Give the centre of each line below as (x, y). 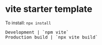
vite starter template (49, 9)
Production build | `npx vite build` (52, 37)
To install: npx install (28, 23)
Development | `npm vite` (37, 32)
